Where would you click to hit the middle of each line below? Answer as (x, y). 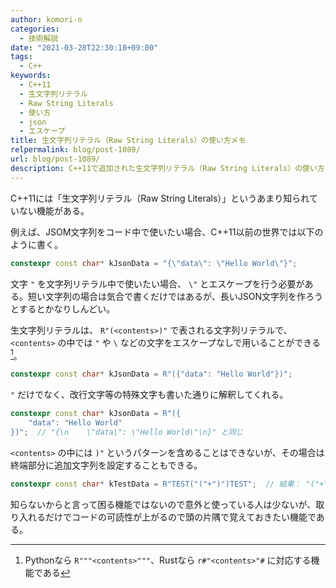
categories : (35, 29)
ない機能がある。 (54, 210)
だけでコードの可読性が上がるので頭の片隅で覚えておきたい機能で (180, 517)
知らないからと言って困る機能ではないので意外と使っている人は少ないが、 (163, 504)
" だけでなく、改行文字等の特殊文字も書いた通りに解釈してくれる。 (149, 395)
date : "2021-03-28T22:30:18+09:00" (84, 47)
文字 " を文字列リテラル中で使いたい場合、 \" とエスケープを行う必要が (157, 283)
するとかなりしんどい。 (67, 308)
